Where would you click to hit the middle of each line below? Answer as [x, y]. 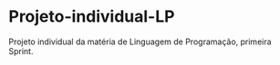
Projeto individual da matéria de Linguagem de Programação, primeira [140, 42]
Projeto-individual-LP [92, 17]
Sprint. [21, 51]
